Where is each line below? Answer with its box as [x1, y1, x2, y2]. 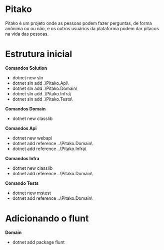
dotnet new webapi [12, 135, 52, 141]
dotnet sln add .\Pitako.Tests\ [12, 96, 73, 102]
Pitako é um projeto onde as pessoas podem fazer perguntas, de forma [5, 20, 152, 26]
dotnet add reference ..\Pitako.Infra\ [12, 146, 86, 152]
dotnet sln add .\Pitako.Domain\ [12, 85, 77, 91]
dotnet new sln [12, 74, 43, 81]
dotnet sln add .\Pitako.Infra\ [12, 90, 71, 96]
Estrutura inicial [5, 49, 72, 60]
